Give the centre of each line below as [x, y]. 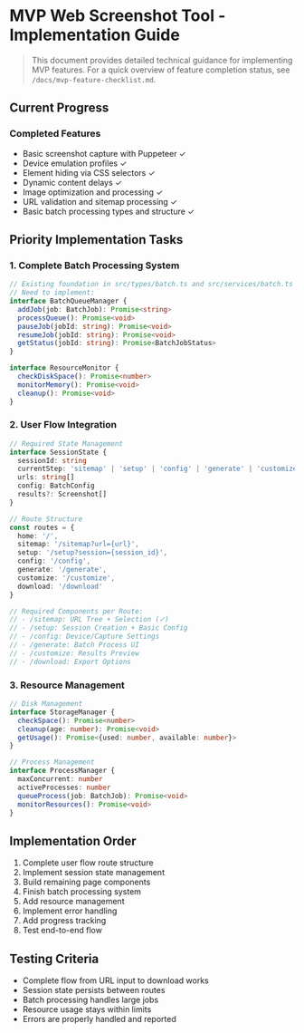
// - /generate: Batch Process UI [75, 645]
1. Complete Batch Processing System [95, 265]
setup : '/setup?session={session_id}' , [93, 553]
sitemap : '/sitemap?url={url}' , [79, 545]
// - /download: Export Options [70, 661]
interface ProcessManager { [62, 771]
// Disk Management [46, 704]
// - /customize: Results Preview [75, 653]
